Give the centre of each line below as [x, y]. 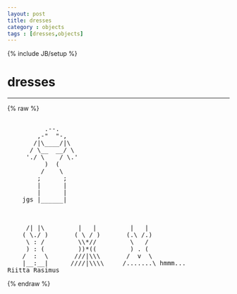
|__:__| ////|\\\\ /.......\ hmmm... [104, 263]
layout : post [26, 14]
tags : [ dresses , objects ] [45, 34]
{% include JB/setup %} [42, 54]
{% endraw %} [29, 284]
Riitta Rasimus [34, 270]
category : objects [36, 27]
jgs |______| [44, 200]
